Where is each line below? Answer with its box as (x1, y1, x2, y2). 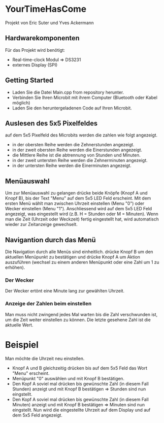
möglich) (12, 99, 31, 105)
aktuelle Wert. (5, 322, 33, 328)
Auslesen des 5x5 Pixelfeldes (5, 119, 98, 128)
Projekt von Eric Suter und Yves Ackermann (5, 20, 94, 26)
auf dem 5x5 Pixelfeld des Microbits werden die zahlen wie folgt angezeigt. (5, 132, 158, 138)
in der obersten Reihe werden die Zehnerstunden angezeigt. (12, 142, 134, 148)
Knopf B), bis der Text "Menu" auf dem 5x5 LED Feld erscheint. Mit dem (5, 195, 151, 201)
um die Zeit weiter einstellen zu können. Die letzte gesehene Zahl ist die (5, 317, 151, 323)
